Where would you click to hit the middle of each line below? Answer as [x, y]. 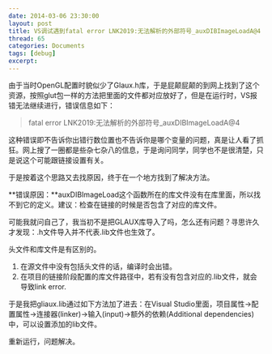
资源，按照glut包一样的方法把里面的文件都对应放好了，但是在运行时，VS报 [133, 95]
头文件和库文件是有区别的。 [55, 249]
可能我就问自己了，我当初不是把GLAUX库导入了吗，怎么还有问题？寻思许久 [134, 222]
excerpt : [23, 62]
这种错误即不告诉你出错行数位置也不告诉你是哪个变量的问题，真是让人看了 [132, 139]
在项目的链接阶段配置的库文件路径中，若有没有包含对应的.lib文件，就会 [138, 276]
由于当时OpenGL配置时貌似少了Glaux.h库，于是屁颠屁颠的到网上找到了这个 [134, 85]
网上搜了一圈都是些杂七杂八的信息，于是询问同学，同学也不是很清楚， [139, 150]
